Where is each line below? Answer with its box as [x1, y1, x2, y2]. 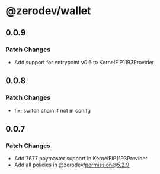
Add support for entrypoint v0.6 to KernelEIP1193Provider [14, 58, 155, 65]
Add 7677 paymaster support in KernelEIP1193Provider [14, 155, 148, 162]
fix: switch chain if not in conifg [14, 107, 91, 114]
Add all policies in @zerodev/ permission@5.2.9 [14, 161, 130, 169]
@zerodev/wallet [5, 4, 91, 18]
